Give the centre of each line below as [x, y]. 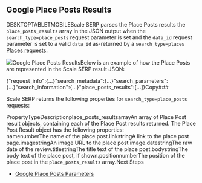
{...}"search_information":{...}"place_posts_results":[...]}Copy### [87, 87]
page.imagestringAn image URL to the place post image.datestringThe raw [99, 143]
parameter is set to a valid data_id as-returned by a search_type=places [96, 43]
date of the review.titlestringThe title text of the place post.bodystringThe [97, 149]
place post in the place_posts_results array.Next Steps [75, 162]
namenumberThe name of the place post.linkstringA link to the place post [98, 136]
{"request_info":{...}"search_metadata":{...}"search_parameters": [87, 80]
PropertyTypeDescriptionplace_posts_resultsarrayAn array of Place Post [96, 117]
